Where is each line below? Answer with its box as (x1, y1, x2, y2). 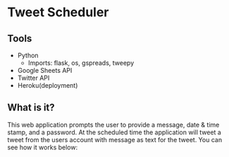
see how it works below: (7, 143, 78, 151)
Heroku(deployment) (17, 81, 78, 89)
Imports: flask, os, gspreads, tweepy (27, 59, 135, 67)
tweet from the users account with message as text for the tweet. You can (7, 135, 223, 144)
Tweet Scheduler (7, 4, 109, 21)
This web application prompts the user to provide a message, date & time (7, 120, 220, 129)
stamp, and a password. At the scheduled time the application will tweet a (7, 128, 222, 136)
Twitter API (17, 74, 50, 82)
